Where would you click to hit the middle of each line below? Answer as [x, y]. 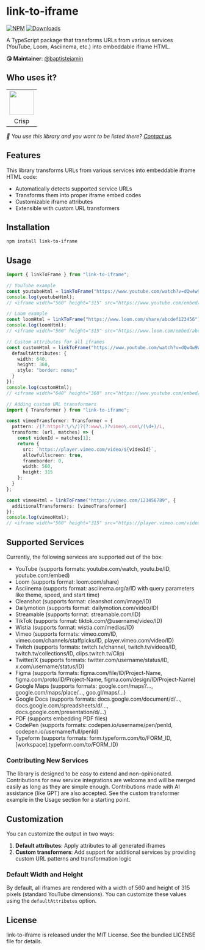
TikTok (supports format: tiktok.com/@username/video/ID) [89, 621]
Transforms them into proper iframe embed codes [78, 195]
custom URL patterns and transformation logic [73, 859]
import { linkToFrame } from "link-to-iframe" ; [68, 275]
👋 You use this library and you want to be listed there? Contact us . [89, 136]
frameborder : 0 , [43, 461]
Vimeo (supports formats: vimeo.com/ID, [66, 634]
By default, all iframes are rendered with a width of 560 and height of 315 [98, 888]
